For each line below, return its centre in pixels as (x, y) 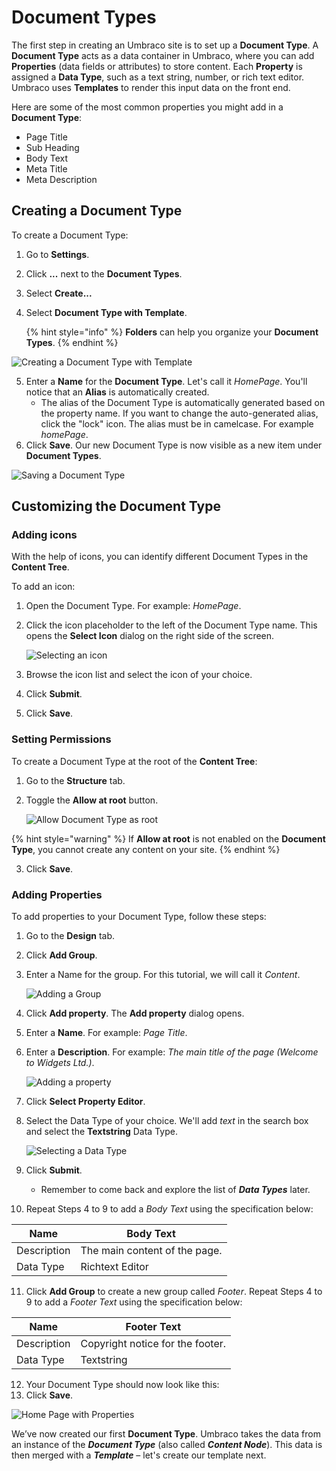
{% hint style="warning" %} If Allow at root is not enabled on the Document (168, 838)
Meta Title (46, 168)
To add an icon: (43, 587)
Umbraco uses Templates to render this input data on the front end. (151, 87)
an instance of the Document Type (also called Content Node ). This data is (167, 1445)
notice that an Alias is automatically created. (117, 392)
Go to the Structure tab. (75, 780)
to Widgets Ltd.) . (60, 1063)
